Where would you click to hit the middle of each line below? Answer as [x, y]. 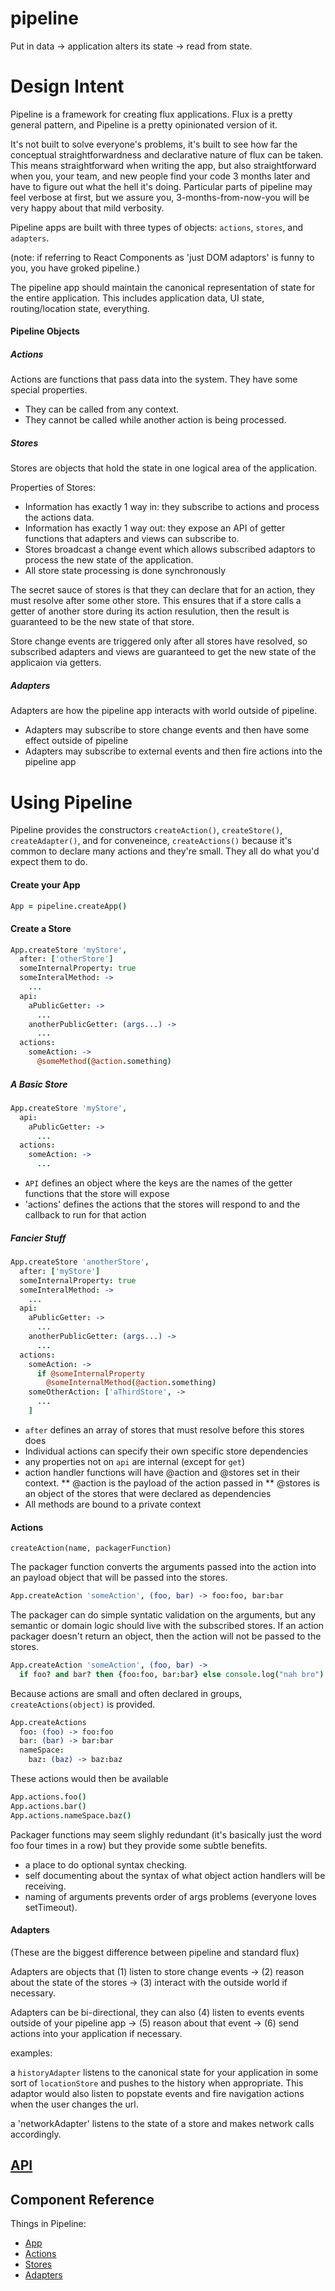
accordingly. [36, 2134]
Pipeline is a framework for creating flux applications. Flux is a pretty [151, 114]
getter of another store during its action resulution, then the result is [150, 611]
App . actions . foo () [48, 1797]
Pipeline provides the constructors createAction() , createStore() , [146, 830]
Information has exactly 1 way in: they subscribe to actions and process [172, 507]
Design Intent [67, 86]
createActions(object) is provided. [83, 1704]
